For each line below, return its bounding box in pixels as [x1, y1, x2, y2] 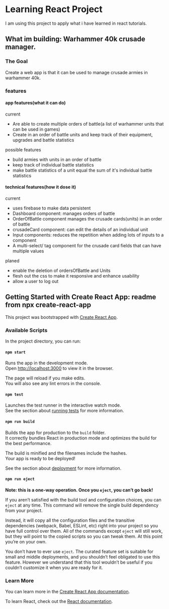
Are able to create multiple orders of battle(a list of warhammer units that [12, 121, 164, 127]
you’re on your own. [5, 538, 47, 544]
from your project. [5, 507, 43, 513]
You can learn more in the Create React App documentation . [5, 589, 130, 595]
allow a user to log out [12, 278, 59, 284]
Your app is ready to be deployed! [5, 455, 75, 461]
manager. [5, 43, 36, 51]
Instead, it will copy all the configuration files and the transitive [5, 517, 135, 523]
